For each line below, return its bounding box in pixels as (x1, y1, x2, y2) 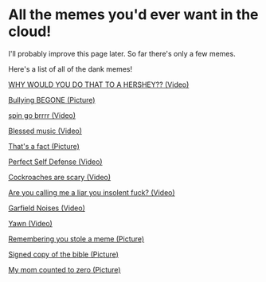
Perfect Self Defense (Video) (8, 157, 103, 166)
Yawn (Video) (8, 218, 53, 228)
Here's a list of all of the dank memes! (8, 64, 133, 73)
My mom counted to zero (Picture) (8, 264, 121, 274)
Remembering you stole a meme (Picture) (8, 233, 145, 244)
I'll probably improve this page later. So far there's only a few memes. (8, 49, 237, 58)
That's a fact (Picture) (8, 141, 80, 151)
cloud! (8, 22, 52, 41)
